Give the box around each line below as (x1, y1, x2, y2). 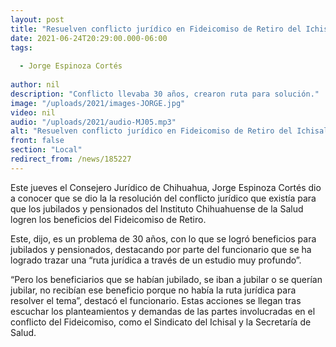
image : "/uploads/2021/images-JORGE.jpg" (10, 98, 186, 108)
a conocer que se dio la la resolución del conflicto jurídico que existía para (10, 192, 317, 204)
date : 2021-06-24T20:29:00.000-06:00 (10, 33, 168, 43)
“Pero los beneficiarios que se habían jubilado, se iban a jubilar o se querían (10, 273, 323, 285)
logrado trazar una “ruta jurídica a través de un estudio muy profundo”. (10, 254, 302, 266)
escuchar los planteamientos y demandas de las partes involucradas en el (10, 305, 316, 317)
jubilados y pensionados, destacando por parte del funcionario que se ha (10, 243, 312, 255)
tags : (10, 42, 33, 53)
